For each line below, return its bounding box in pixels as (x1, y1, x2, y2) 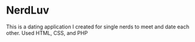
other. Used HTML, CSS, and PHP (6, 29, 88, 36)
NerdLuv (6, 4, 49, 17)
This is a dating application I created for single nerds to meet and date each (6, 23, 190, 30)
